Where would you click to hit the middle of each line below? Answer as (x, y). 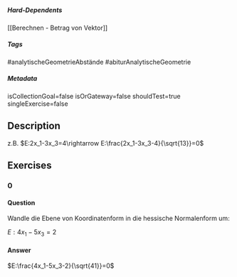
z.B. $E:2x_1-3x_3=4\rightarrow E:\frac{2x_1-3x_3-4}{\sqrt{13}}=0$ (106, 143)
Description (34, 126)
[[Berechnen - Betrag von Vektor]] (58, 28)
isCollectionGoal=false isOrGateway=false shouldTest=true (94, 96)
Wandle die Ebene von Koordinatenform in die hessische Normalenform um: (118, 218)
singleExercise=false (38, 104)
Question (21, 202)
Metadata (22, 78)
